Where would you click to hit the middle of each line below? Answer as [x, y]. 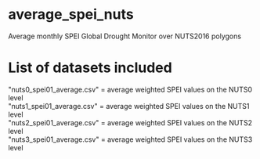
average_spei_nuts [71, 14]
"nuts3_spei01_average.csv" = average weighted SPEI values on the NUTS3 [130, 139]
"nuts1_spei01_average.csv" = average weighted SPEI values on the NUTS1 [129, 106]
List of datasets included [90, 68]
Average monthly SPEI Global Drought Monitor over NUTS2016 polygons [125, 36]
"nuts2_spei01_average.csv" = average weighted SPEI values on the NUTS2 [130, 122]
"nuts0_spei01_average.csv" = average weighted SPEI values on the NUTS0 [130, 89]
